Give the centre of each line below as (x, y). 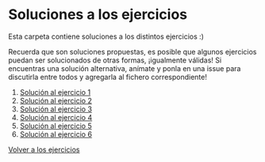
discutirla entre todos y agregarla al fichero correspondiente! (108, 77)
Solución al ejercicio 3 (56, 109)
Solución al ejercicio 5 (56, 126)
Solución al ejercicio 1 (55, 92)
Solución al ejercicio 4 (56, 117)
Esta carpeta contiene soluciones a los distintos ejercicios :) (106, 36)
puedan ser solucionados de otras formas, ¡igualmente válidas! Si (115, 60)
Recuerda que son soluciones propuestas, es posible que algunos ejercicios (132, 51)
